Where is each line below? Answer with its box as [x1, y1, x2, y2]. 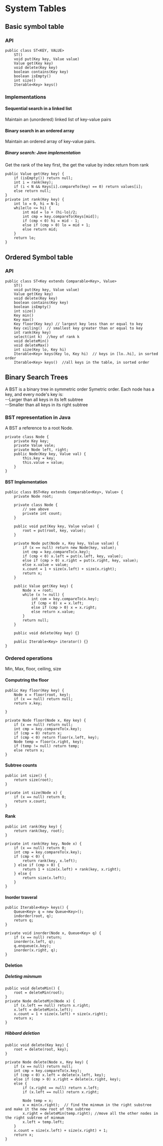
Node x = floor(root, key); [14, 692, 71, 697]
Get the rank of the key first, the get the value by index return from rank [5, 162, 149, 168]
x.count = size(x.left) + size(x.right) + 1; [14, 1128, 108, 1133]
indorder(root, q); [14, 914, 54, 918]
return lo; [14, 235, 36, 241]
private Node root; [14, 494, 54, 499]
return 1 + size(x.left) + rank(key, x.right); [22, 867, 121, 872]
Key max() [14, 317, 34, 322]
